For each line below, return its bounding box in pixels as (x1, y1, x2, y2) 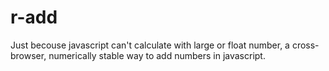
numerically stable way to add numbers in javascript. (48, 49, 266, 61)
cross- (291, 39, 320, 51)
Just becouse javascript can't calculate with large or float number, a (10, 39, 290, 51)
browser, (10, 49, 47, 61)
